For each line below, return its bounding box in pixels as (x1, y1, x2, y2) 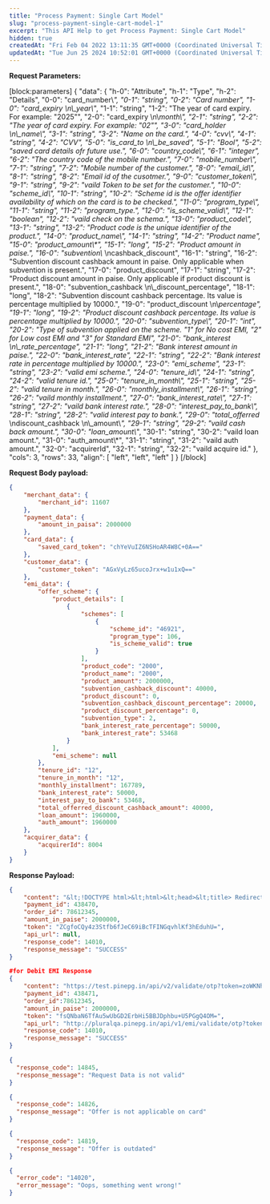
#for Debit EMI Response (9, 967, 92, 976)
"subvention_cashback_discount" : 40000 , (80, 684, 218, 693)
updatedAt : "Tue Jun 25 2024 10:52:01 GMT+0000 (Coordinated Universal (9, 49, 253, 57)
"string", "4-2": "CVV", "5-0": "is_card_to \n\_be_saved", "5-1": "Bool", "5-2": (9, 138, 262, 147)
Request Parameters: (9, 71, 81, 80)
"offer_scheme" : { (38, 588, 99, 596)
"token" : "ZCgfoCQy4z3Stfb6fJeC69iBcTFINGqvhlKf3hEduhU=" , (23, 923, 225, 931)
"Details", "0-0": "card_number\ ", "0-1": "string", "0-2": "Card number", (9, 95, 244, 104)
